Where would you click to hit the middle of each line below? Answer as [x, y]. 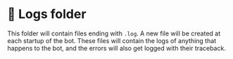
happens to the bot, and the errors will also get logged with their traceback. [117, 48]
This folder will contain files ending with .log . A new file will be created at [114, 33]
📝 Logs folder [47, 14]
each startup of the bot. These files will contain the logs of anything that [112, 40]
